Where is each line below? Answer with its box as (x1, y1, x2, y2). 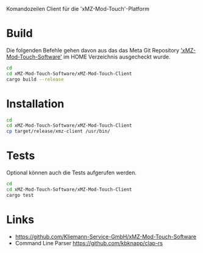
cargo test (6, 192, 34, 198)
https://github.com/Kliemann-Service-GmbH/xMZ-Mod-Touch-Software (15, 233, 197, 240)
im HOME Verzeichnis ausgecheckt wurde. (63, 53, 171, 60)
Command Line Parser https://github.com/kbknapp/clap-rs (15, 239, 163, 246)
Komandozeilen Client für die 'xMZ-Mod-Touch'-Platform (6, 5, 150, 12)
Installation (6, 97, 65, 110)
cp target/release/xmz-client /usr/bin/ (6, 128, 111, 135)
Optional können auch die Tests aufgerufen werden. (6, 169, 137, 176)
